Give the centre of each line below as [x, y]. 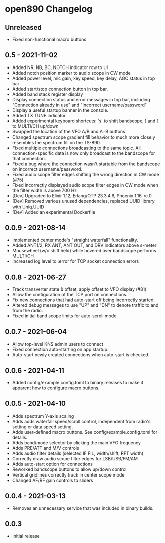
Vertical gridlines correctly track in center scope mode [68, 474]
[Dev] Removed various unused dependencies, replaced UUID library [83, 201]
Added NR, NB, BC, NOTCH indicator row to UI [60, 67]
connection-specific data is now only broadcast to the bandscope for [84, 153]
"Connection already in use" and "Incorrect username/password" [79, 105]
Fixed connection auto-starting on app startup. [60, 349]
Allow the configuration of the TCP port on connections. [70, 295]
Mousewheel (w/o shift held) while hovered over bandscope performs [84, 250]
